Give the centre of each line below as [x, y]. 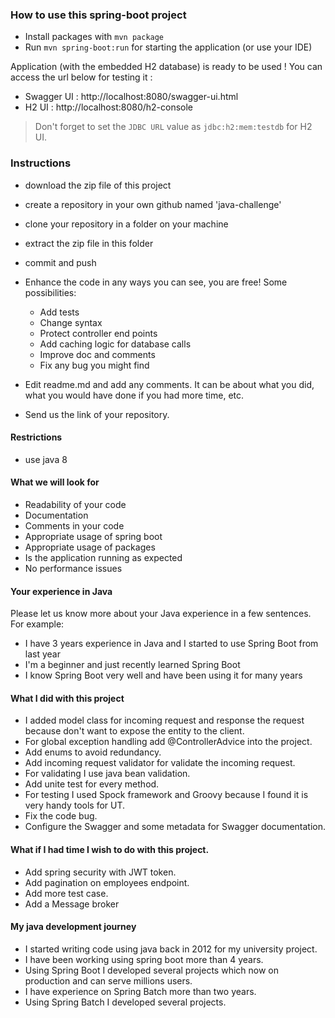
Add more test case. [66, 893]
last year [42, 654]
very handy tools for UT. [75, 805]
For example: [37, 624]
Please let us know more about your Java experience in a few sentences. [161, 614]
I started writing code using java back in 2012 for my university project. [171, 949]
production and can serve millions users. [108, 980]
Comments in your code [74, 526]
